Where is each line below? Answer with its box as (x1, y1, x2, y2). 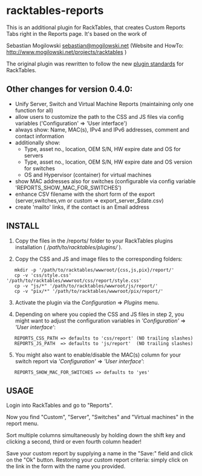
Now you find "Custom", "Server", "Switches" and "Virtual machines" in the (6, 414, 194, 421)
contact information (15, 132, 65, 139)
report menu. (6, 420, 39, 427)
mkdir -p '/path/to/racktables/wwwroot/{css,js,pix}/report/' (14, 267, 174, 273)
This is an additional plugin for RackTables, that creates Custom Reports (6, 24, 186, 31)
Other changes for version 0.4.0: (6, 84, 133, 95)
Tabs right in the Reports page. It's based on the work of (6, 30, 147, 37)
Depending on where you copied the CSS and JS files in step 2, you (15, 310, 184, 318)
